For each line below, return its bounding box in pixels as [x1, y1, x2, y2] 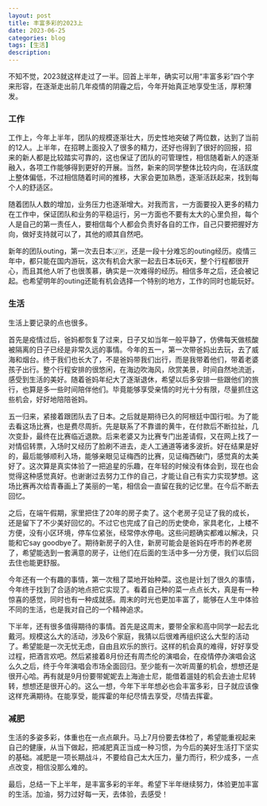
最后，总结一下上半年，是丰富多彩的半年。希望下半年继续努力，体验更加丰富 [8, 779, 259, 788]
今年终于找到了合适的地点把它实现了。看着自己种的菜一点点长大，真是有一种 [8, 585, 259, 594]
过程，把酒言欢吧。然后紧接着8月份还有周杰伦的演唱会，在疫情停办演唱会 [8, 651, 250, 661]
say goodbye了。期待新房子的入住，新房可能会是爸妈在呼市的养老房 [29, 538, 253, 547]
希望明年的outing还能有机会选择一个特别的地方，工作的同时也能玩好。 [29, 276, 259, 286]
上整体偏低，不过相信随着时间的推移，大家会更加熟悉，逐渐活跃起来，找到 [8, 173, 252, 182]
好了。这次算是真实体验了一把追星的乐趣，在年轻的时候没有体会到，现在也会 [8, 461, 259, 471]
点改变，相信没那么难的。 [8, 762, 92, 772]
